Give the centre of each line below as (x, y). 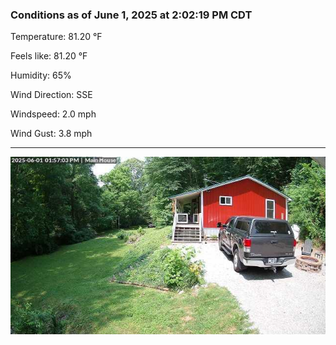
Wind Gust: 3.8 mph (51, 134)
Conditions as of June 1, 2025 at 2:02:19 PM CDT (131, 15)
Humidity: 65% (41, 75)
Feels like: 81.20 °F (49, 56)
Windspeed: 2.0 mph (53, 114)
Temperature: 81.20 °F (56, 37)
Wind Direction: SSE (51, 95)
